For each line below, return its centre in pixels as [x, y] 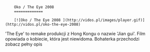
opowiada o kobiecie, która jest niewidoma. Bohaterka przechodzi [72, 39]
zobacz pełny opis [24, 44]
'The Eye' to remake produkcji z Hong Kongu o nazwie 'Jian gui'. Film [75, 34]
